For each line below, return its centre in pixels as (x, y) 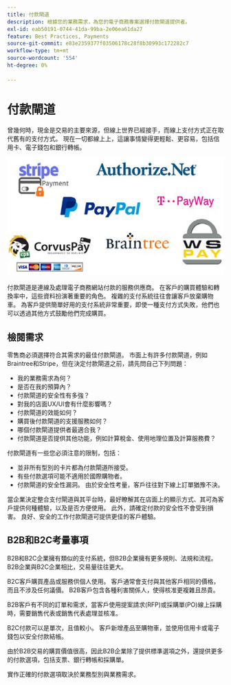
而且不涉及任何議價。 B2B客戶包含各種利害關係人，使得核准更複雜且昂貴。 (113, 590)
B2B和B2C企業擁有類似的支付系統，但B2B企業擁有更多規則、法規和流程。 (112, 558)
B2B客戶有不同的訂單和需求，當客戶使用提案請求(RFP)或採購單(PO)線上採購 (114, 605)
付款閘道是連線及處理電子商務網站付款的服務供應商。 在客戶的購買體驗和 (110, 287)
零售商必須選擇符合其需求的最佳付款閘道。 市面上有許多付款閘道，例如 (107, 355)
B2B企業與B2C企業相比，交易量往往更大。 (67, 567)
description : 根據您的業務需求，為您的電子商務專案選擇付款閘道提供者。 (99, 22)
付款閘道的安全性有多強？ (53, 395)
